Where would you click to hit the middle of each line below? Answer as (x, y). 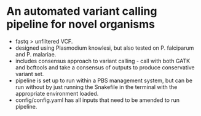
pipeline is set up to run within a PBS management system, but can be (104, 80)
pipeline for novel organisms (81, 24)
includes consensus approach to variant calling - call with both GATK (103, 61)
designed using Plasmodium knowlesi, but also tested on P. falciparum (104, 48)
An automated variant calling (82, 11)
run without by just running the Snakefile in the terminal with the (96, 87)
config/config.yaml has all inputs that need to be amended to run (97, 100)
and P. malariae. (36, 54)
